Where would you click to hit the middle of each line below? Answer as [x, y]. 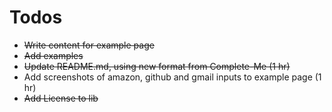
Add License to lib [61, 98]
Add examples [53, 55]
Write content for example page [89, 45]
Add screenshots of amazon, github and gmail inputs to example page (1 [172, 77]
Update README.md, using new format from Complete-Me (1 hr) [157, 66]
